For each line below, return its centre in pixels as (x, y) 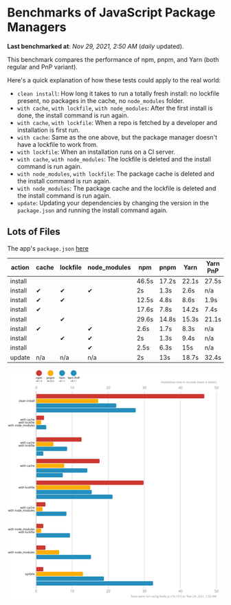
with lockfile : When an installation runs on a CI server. (96, 152)
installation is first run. (48, 130)
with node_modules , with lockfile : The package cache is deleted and (115, 174)
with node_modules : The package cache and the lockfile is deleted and (117, 188)
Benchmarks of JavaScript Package (111, 13)
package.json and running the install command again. (92, 210)
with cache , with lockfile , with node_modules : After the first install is (115, 108)
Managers (37, 27)
